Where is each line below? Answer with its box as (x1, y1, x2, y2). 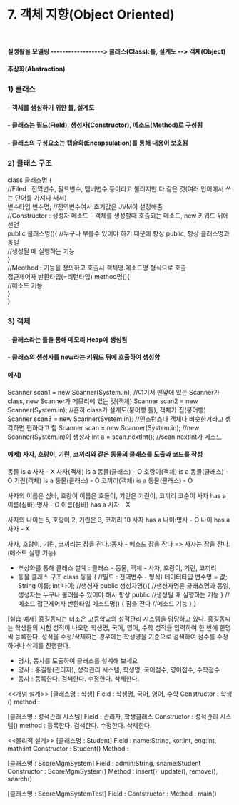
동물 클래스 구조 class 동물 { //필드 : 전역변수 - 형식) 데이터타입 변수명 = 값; (17, 572, 228, 581)
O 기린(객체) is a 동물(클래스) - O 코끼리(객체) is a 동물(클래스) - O (7, 476, 193, 485)
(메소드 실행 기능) (7, 548, 56, 557)
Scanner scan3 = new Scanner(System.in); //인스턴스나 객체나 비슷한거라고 (7, 415, 224, 423)
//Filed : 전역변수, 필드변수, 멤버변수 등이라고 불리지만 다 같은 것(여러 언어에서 (7, 185, 224, 193)
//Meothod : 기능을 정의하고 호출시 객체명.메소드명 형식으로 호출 (7, 263, 187, 272)
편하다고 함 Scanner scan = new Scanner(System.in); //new (26, 423, 200, 432)
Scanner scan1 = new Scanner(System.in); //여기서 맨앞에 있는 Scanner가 (7, 388, 220, 396)
